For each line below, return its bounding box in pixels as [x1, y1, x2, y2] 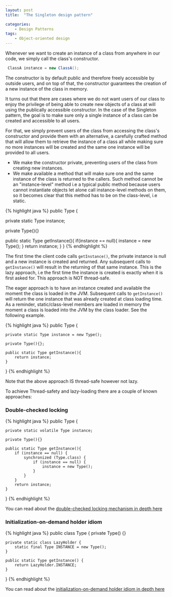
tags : [5, 31, 17, 37]
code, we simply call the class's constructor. [5, 56, 99, 62]
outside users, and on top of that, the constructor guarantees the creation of [5, 80, 167, 86]
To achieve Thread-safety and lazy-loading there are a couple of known [5, 388, 158, 394]
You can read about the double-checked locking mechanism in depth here [5, 505, 163, 512]
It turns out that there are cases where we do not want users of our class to [5, 96, 165, 102]
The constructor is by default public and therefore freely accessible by [5, 75, 155, 81]
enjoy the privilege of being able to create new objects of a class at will [5, 101, 156, 107]
